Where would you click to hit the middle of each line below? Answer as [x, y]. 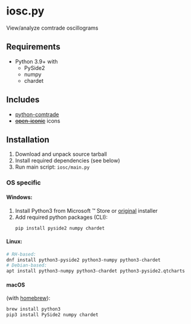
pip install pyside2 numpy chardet [60, 228]
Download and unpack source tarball [61, 154]
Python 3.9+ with [37, 61]
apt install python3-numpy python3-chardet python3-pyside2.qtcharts [96, 271]
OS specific [24, 183]
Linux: [14, 241]
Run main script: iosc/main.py [52, 167]
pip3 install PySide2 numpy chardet [52, 315]
